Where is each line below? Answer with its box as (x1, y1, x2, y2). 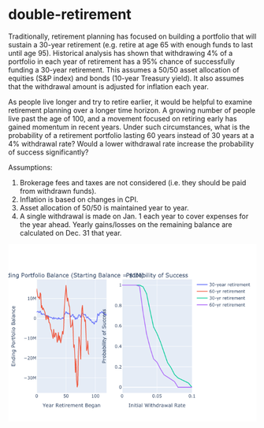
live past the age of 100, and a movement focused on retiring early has (8, 114, 238, 123)
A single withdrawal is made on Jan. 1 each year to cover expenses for (19, 211, 249, 221)
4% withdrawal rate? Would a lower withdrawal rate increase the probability (8, 139, 255, 148)
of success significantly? (8, 147, 89, 157)
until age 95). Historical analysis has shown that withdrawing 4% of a (8, 48, 233, 58)
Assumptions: (8, 162, 53, 172)
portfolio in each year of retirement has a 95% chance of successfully (8, 57, 235, 66)
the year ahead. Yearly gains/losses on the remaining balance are (19, 219, 232, 229)
